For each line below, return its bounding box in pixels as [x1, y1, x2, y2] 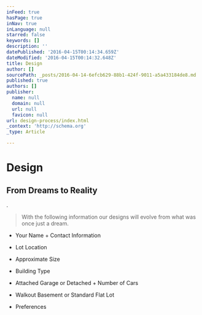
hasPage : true [6, 15, 43, 21]
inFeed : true [6, 9, 40, 15]
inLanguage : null [6, 26, 51, 33]
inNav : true [6, 20, 37, 26]
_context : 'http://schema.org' [6, 123, 87, 130]
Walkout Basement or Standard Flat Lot [15, 291, 115, 298]
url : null [12, 106, 37, 112]
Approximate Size [15, 255, 60, 263]
